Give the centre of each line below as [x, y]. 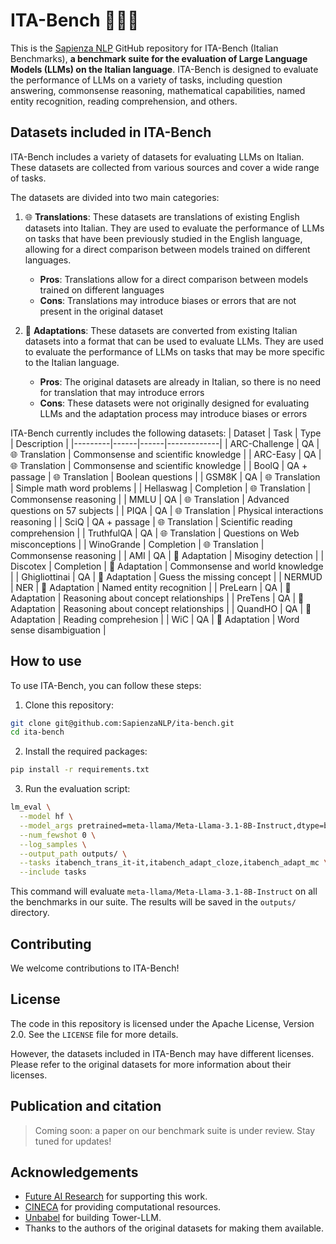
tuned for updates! [73, 1141]
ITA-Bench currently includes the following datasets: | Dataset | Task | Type [166, 433]
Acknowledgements [74, 1172]
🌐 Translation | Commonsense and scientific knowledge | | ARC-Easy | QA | [166, 454]
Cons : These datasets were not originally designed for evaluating [174, 403]
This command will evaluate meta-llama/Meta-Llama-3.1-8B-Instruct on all [164, 891]
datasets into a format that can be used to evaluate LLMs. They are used [174, 341]
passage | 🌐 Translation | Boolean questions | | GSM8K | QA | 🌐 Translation [165, 476]
